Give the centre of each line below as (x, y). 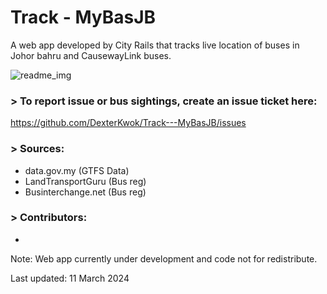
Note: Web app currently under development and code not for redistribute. (164, 258)
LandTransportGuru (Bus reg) (85, 181)
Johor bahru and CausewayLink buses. (91, 55)
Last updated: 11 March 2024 (70, 278)
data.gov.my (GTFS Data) (77, 170)
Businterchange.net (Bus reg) (85, 192)
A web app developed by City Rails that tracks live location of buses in (155, 45)
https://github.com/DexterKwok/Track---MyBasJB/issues (128, 123)
